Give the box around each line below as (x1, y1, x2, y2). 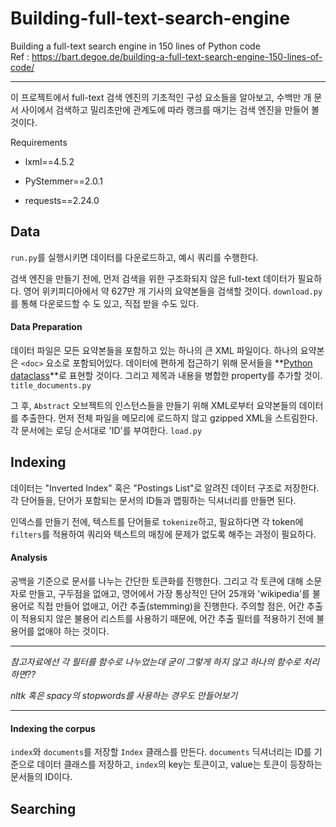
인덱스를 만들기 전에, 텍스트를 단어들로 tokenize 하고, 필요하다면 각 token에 (10, 515, 304, 527)
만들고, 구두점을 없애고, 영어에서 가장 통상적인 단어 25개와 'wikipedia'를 (28, 587, 310, 599)
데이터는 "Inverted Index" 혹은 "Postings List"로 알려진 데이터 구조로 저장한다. (10, 482, 320, 494)
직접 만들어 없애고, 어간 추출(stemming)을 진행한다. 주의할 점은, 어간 (36, 600, 305, 612)
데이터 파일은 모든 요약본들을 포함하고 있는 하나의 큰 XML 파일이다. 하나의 (10, 344, 298, 356)
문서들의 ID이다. (10, 771, 73, 783)
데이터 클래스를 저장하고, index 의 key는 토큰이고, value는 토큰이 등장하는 (36, 758, 323, 771)
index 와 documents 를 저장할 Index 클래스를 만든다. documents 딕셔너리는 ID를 (10, 746, 312, 758)
